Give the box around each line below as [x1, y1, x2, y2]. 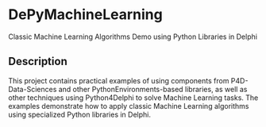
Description [8, 55, 67, 68]
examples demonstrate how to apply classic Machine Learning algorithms [8, 101, 249, 110]
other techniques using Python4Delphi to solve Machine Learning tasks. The [8, 93, 259, 102]
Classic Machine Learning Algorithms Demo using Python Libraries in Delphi [8, 32, 258, 41]
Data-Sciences [8, 84, 57, 94]
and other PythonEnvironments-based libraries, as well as [58, 84, 248, 94]
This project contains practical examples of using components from [8, 75, 229, 85]
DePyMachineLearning [8, 6, 163, 24]
